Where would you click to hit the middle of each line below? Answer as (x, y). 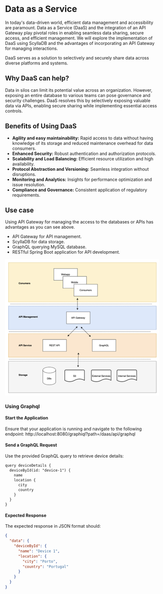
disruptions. (24, 174)
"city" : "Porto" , (40, 561)
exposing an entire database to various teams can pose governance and (78, 95)
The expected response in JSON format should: (53, 526)
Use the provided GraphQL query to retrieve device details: (64, 456)
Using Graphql (22, 406)
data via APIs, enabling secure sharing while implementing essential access (81, 105)
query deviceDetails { (28, 466)
